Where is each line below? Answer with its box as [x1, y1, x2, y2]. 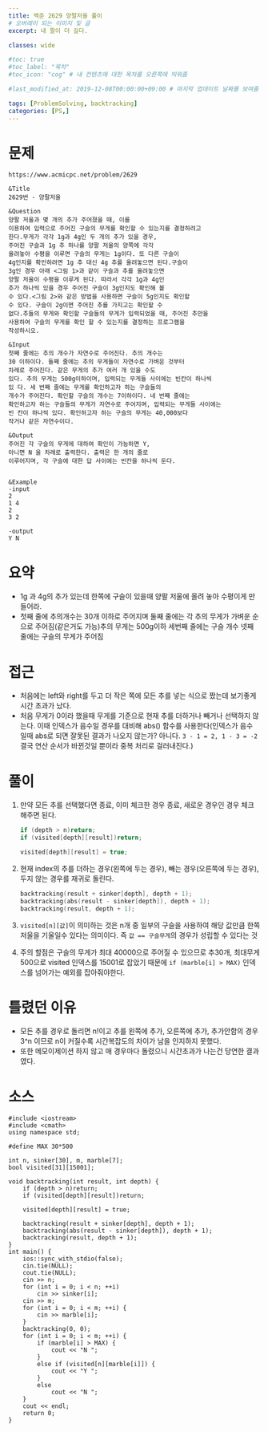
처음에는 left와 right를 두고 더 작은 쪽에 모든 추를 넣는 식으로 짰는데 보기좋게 [19, 691, 257, 700]
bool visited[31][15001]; [8, 1164, 94, 1172]
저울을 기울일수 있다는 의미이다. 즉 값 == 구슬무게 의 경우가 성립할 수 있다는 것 [19, 930, 258, 939]
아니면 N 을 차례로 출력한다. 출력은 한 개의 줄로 [8, 448, 149, 457]
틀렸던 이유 [8, 998, 77, 1016]
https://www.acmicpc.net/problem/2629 [8, 171, 138, 179]
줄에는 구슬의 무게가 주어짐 [19, 631, 104, 642]
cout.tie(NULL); [22, 1269, 78, 1277]
